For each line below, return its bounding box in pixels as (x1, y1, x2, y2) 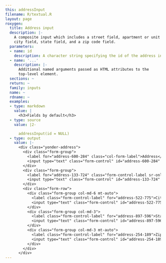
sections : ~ (9, 76, 35, 81)
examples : (9, 99, 30, 104)
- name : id (9, 48, 32, 53)
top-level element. (18, 72, 58, 77)
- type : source (9, 117, 41, 123)
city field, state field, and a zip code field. (14, 40, 116, 44)
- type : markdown (9, 104, 45, 109)
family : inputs (9, 85, 41, 90)
